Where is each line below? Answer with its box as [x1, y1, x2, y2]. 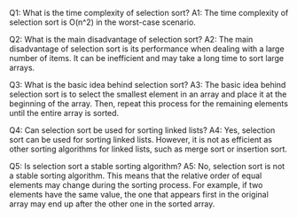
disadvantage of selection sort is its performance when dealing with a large [9, 43, 285, 54]
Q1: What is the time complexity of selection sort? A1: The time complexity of [9, 8, 289, 18]
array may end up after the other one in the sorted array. [9, 199, 215, 209]
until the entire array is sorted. [9, 108, 120, 118]
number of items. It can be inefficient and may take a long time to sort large [9, 53, 285, 63]
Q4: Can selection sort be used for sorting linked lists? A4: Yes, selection [9, 125, 276, 136]
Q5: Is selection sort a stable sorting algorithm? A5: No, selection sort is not [9, 161, 285, 171]
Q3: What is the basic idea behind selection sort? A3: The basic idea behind [9, 80, 286, 90]
